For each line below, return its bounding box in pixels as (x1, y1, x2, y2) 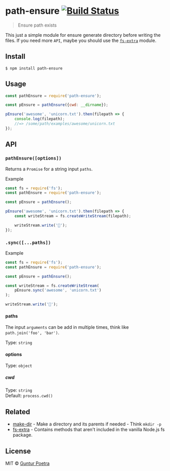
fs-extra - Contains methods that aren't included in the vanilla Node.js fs (12, 427, 165, 433)
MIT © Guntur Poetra (5, 460, 50, 466)
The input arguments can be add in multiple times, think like (5, 324, 129, 330)
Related (5, 407, 31, 416)
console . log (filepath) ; (14, 117, 65, 122)
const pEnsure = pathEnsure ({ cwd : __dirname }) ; (5, 102, 109, 107)
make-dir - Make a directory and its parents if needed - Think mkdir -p (12, 421, 162, 427)
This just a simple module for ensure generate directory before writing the (5, 32, 161, 38)
